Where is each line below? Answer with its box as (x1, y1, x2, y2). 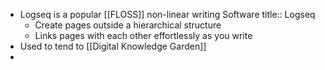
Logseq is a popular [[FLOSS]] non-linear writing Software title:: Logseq (19, 9, 316, 20)
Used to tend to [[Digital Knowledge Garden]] (19, 40, 207, 52)
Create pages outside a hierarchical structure (34, 19, 222, 31)
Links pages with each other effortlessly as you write (34, 30, 253, 41)
